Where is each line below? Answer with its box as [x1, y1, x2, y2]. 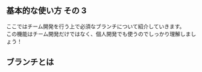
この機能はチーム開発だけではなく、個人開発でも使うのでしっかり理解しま [6, 30, 191, 37]
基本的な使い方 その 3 [6, 5, 87, 16]
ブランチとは [6, 57, 54, 67]
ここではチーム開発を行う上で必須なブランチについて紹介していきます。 [6, 23, 185, 30]
